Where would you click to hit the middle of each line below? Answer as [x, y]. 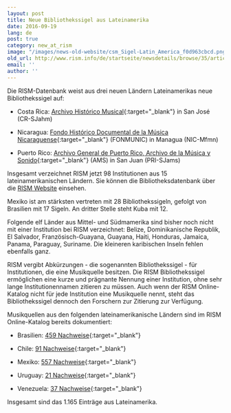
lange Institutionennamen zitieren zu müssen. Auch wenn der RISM [102, 286]
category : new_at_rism [40, 45]
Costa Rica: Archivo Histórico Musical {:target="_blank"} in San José [113, 112]
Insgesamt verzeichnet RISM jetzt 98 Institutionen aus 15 [87, 173]
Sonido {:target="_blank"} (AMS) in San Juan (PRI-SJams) [99, 160]
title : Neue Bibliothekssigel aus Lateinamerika [78, 20]
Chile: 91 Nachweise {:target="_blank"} [71, 348]
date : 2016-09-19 [32, 26]
